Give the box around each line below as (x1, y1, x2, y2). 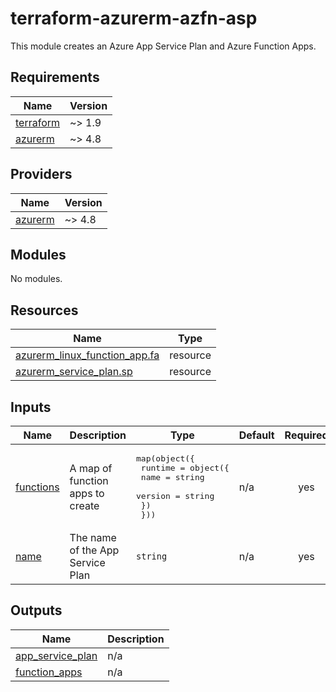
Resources (10, 302, 79, 319)
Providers (10, 166, 73, 183)
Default (238, 428, 275, 442)
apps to (69, 486, 105, 500)
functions (15, 480, 60, 494)
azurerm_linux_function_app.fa (15, 348, 160, 362)
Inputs (10, 398, 52, 416)
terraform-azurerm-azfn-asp (10, 7, 258, 30)
